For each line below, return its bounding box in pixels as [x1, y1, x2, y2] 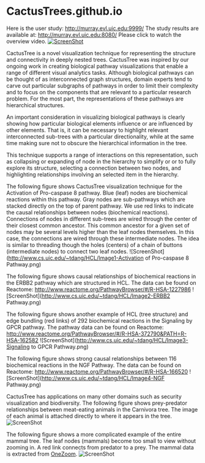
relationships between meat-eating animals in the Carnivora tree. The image [6, 405, 198, 413]
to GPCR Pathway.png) [31, 343, 89, 350]
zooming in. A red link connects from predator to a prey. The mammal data [6, 443, 194, 451]
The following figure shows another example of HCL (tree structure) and [6, 311, 188, 318]
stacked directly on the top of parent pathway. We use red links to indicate [6, 202, 194, 209]
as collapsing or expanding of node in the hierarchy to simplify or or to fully [6, 157, 196, 165]
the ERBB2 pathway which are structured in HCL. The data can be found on [6, 279, 197, 286]
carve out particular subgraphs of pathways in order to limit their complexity [6, 81, 199, 89]
